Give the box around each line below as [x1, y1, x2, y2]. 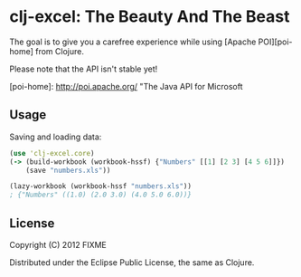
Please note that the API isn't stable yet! [9, 63, 158, 74]
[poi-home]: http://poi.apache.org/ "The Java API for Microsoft [9, 81, 243, 91]
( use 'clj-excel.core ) [9, 148, 95, 158]
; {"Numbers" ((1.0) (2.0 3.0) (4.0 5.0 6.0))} [9, 190, 193, 200]
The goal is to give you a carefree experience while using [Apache [9, 36, 257, 47]
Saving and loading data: [9, 131, 102, 142]
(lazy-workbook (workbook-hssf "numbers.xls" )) [9, 182, 193, 191]
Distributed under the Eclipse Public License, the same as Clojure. [9, 256, 255, 268]
